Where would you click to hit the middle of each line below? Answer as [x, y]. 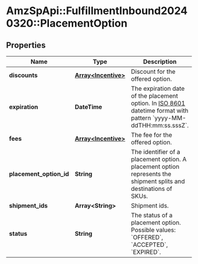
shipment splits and [158, 181]
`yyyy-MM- [169, 118]
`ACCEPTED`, [149, 245]
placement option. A [159, 159]
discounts [24, 75]
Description [160, 62]
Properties [26, 45]
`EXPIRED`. [146, 252]
